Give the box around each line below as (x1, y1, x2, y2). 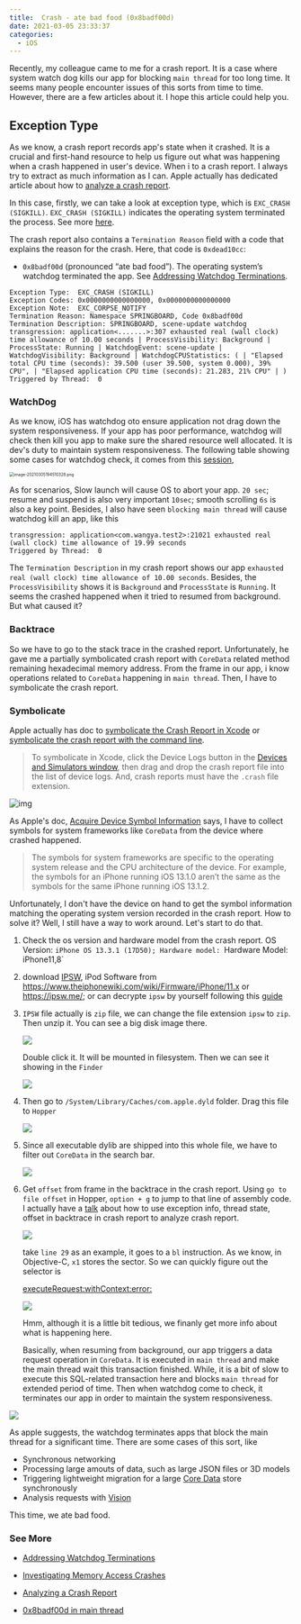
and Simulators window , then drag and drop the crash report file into (31, 761, 285, 772)
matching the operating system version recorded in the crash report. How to (9, 907, 292, 919)
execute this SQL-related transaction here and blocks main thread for (22, 1373, 279, 1384)
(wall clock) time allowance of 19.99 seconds (9, 539, 187, 548)
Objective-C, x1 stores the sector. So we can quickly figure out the (22, 1256, 269, 1266)
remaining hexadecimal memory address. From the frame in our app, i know (9, 663, 290, 674)
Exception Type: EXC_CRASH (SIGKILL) (9, 288, 155, 297)
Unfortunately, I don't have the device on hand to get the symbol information (9, 898, 293, 909)
